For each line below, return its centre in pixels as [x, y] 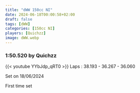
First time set [19, 86]
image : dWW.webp [22, 38]
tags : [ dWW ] [18, 24]
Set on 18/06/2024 [25, 76]
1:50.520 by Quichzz [31, 55]
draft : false [19, 19]
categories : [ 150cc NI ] [30, 29]
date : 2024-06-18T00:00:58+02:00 [40, 15]
